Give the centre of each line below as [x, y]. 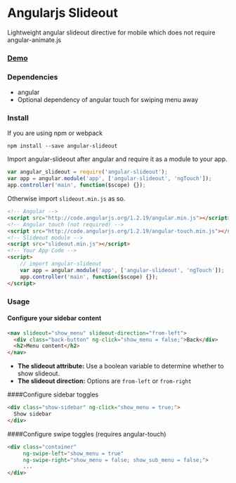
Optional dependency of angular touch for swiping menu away [108, 100]
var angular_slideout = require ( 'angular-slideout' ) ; [88, 172]
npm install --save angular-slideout [63, 146]
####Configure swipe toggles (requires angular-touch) [87, 434]
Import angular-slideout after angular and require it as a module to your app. [117, 159]
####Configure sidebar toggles [53, 394]
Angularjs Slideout [63, 13]
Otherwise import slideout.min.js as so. [66, 199]
